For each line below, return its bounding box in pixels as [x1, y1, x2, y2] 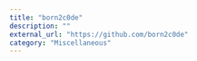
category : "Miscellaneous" [9, 38, 112, 48]
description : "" [9, 22, 71, 30]
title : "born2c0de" [9, 13, 84, 22]
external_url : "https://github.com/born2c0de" [9, 30, 189, 39]
